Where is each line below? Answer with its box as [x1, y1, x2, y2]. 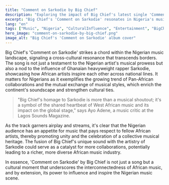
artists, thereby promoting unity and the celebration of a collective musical [5, 133, 159, 139]
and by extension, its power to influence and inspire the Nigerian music [5, 169, 152, 175]
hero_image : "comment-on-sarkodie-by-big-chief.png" [5, 31, 118, 36]
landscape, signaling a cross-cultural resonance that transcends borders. [5, 54, 157, 60]
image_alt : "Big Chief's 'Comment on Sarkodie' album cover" [5, 36, 136, 41]
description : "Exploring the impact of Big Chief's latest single [5, 12, 147, 17]
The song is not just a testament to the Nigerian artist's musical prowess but [5, 60, 163, 66]
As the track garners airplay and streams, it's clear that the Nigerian [5, 122, 146, 129]
